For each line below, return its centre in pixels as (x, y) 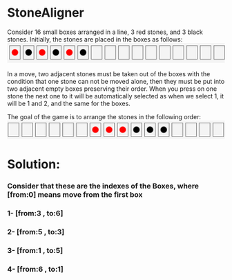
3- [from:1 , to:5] (35, 250)
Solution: (34, 165)
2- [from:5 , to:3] (36, 231)
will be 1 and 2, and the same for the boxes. (69, 103)
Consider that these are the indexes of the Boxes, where (103, 186)
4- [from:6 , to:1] (35, 269)
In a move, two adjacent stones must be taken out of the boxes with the (109, 73)
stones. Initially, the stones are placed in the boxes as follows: (95, 39)
